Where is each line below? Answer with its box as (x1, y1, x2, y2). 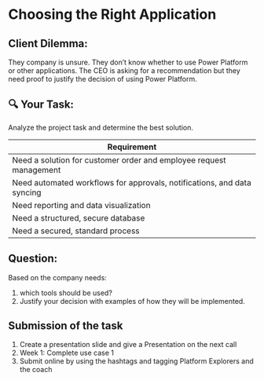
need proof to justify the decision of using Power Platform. (8, 75, 198, 83)
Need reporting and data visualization (12, 199, 151, 210)
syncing (12, 187, 42, 198)
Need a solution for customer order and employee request (12, 155, 226, 166)
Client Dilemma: (8, 37, 88, 50)
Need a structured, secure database (12, 212, 145, 223)
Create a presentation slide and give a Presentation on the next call (19, 340, 237, 349)
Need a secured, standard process (12, 225, 140, 236)
